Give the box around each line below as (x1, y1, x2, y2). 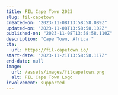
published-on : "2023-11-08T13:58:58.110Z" (6, 31, 113, 37)
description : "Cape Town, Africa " (6, 36, 94, 42)
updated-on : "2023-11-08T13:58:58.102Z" (6, 25, 108, 31)
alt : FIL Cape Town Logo (11, 74, 73, 80)
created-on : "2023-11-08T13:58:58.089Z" (6, 19, 108, 25)
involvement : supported (6, 80, 65, 86)
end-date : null (6, 58, 44, 64)
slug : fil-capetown (6, 14, 55, 20)
